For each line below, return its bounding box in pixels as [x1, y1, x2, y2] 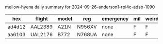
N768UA [77, 31, 98, 38]
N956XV [77, 23, 97, 30]
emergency [101, 15, 129, 22]
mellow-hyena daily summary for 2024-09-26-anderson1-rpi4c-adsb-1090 [5, 4, 155, 10]
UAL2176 [30, 31, 53, 38]
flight [35, 15, 48, 22]
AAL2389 [30, 23, 53, 30]
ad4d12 [7, 23, 26, 30]
